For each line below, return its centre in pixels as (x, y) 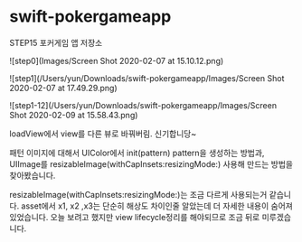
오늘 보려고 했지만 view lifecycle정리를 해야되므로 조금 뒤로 (155, 217)
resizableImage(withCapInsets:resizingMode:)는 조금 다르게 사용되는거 (138, 194)
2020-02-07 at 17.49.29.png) (63, 88)
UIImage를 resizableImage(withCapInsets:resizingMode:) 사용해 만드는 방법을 (151, 163)
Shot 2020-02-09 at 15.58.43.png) (74, 115)
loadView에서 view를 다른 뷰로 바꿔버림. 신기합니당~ (103, 134)
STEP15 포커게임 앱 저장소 (56, 42)
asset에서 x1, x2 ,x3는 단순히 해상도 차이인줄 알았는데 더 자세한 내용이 (145, 206)
